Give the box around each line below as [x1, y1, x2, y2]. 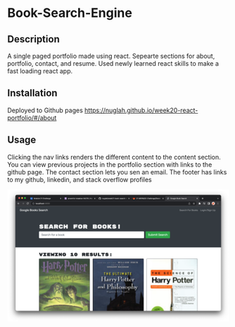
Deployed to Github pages [7, 106, 83, 114]
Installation [7, 87, 58, 100]
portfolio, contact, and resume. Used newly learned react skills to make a [7, 59, 220, 68]
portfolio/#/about [7, 113, 57, 121]
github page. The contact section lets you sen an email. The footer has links [7, 167, 227, 176]
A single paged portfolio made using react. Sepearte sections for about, [7, 52, 215, 60]
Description [7, 33, 60, 45]
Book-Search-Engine [7, 5, 132, 21]
